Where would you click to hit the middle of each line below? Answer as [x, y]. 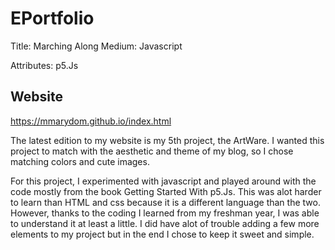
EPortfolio [52, 18]
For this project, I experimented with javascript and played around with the [163, 181]
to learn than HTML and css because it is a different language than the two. [165, 202]
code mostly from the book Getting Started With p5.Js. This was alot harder [166, 191]
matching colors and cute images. [80, 161]
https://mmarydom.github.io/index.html [91, 121]
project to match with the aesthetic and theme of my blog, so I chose [152, 151]
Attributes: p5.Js [44, 65]
